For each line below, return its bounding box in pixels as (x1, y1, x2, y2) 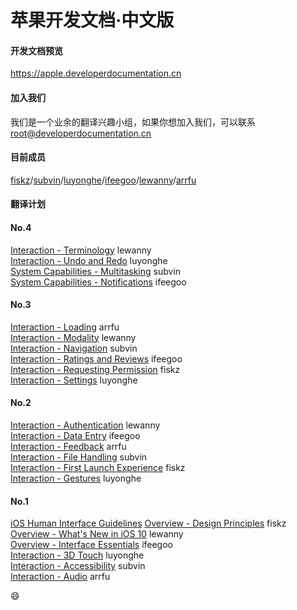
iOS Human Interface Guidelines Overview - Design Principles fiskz (10, 517, 287, 530)
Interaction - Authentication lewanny (10, 419, 161, 431)
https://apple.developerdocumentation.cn (10, 67, 182, 80)
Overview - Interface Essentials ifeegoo (10, 539, 173, 551)
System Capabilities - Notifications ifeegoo (10, 276, 187, 288)
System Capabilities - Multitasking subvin (10, 265, 182, 277)
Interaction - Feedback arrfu (10, 441, 127, 452)
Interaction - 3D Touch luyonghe (10, 549, 145, 561)
